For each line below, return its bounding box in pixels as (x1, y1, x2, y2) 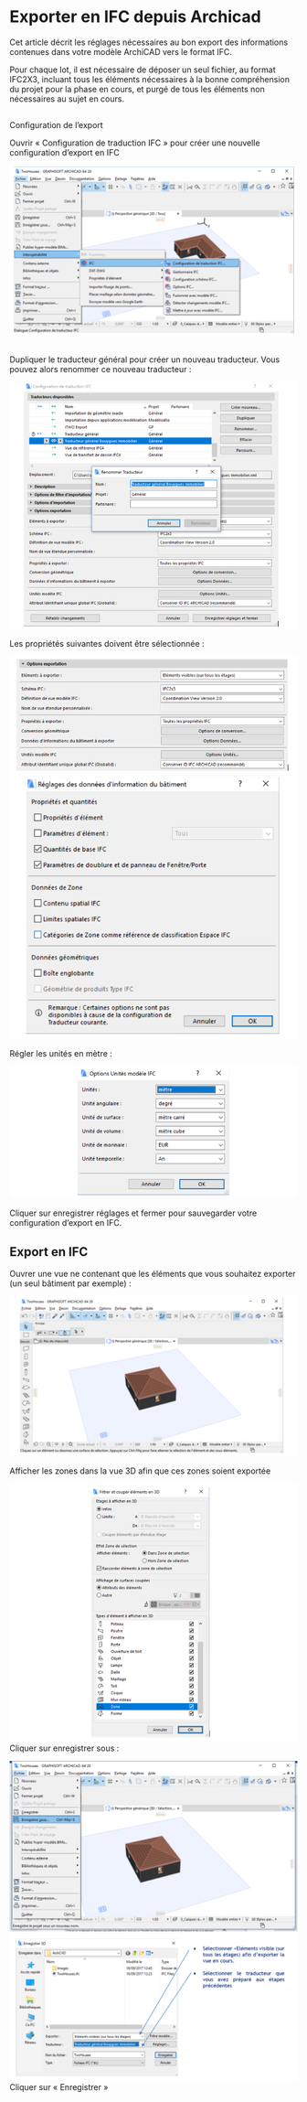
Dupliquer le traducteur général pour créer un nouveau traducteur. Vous (9, 354, 281, 365)
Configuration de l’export (9, 120, 103, 131)
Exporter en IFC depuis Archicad (9, 6, 262, 27)
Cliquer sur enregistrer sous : (9, 1743, 120, 1753)
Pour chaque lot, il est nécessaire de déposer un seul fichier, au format (9, 64, 276, 75)
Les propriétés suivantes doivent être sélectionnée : (9, 638, 205, 649)
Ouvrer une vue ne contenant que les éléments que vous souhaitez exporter (9, 1269, 296, 1280)
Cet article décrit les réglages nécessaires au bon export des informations (9, 37, 289, 48)
